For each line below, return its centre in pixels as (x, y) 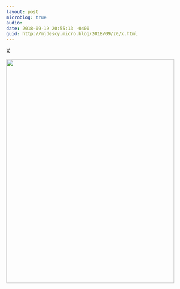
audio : (14, 23)
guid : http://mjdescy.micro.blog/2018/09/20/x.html (72, 34)
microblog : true (26, 17)
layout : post (22, 12)
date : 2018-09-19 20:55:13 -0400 (48, 28)
